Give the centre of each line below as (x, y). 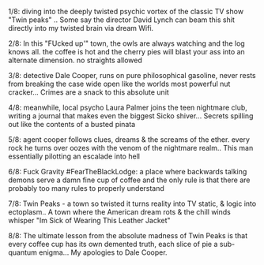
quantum (23, 252)
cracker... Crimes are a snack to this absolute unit (89, 92)
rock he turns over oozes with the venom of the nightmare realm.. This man (131, 148)
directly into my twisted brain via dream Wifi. (81, 28)
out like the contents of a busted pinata (72, 124)
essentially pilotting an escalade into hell (74, 156)
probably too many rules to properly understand (86, 188)
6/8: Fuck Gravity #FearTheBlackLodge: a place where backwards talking (128, 172)
